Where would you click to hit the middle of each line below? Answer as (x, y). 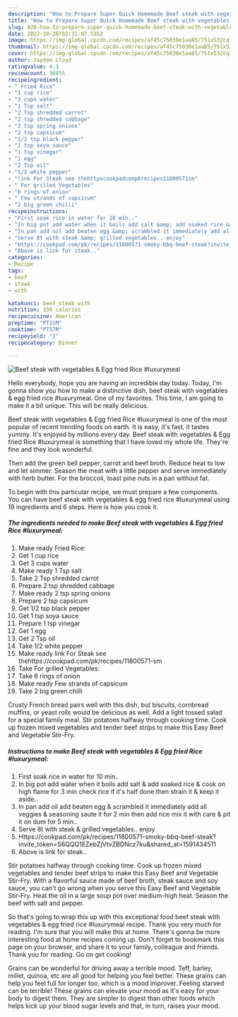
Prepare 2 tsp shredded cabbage (66, 586)
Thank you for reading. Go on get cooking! (70, 955)
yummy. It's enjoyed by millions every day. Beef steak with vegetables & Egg (119, 434)
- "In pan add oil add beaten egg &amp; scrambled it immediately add (114, 231)
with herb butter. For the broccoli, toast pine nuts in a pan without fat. (109, 478)
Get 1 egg (32, 631)
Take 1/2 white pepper (50, 646)
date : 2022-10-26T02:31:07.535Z (55, 34)
